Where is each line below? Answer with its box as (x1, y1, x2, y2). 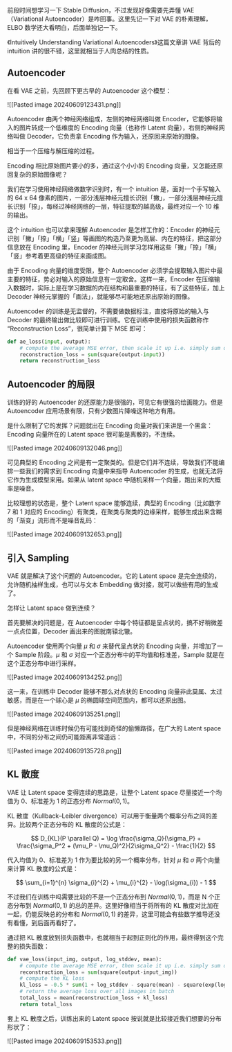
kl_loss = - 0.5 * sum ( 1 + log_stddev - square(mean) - (19, 981, 181, 989)
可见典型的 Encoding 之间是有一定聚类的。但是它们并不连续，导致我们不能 (7, 458, 219, 466)
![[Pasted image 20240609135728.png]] (7, 746, 122, 755)
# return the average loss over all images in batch (19, 988, 175, 995)
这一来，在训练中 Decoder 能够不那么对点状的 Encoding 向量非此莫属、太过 (7, 687, 223, 695)
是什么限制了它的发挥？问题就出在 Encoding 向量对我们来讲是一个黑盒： (7, 421, 213, 430)
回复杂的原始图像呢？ (7, 170, 68, 178)
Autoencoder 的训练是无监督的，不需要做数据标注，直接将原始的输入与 (7, 307, 209, 315)
